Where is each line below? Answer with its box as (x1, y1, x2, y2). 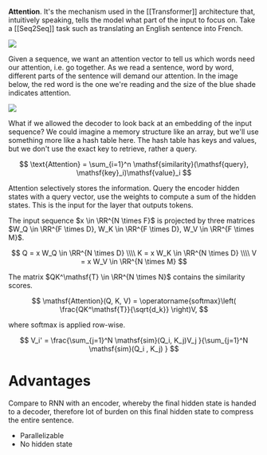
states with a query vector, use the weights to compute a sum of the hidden (8, 192, 257, 201)
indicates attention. (8, 88, 72, 97)
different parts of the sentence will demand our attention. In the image (8, 71, 238, 81)
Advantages (8, 372, 92, 390)
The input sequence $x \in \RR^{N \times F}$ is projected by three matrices (8, 216, 256, 225)
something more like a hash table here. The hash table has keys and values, (8, 136, 257, 144)
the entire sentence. (8, 415, 74, 425)
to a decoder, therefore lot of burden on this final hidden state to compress (8, 406, 253, 416)
